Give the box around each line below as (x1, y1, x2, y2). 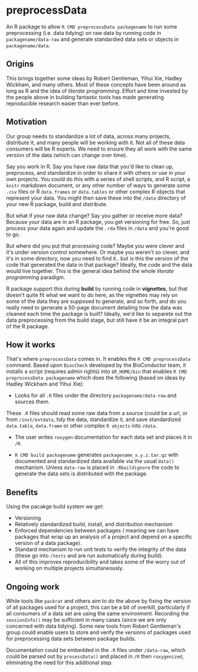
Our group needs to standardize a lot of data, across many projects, (6, 132, 171, 139)
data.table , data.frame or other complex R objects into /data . (6, 422, 158, 429)
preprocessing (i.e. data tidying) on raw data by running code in (6, 29, 161, 36)
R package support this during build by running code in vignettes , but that (6, 285, 188, 292)
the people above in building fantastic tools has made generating (6, 93, 164, 100)
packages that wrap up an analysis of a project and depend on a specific (14, 533, 193, 540)
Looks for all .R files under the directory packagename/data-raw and (14, 392, 177, 399)
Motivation (6, 117, 47, 127)
